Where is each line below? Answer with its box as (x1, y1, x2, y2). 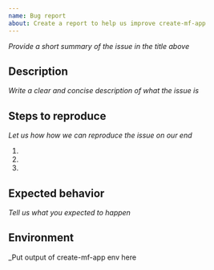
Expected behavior (8, 186, 105, 200)
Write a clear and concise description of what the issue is (8, 86, 199, 96)
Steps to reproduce (8, 109, 107, 123)
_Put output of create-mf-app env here (8, 252, 137, 262)
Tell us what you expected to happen (8, 207, 131, 217)
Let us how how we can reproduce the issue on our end (8, 130, 192, 141)
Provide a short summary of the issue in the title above (8, 41, 190, 51)
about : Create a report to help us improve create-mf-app (8, 19, 206, 27)
